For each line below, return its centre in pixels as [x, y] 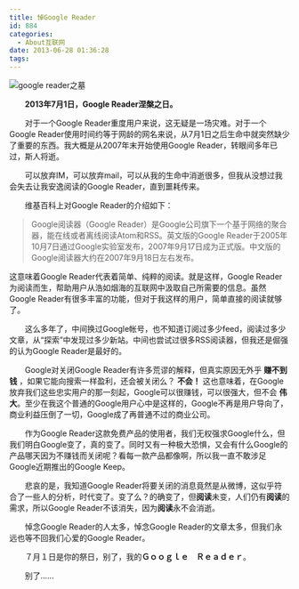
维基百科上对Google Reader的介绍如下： [99, 205]
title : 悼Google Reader [53, 17]
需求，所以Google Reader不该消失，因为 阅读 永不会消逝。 [115, 508]
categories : [31, 34]
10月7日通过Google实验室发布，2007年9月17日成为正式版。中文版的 [156, 246]
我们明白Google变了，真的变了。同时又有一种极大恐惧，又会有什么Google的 [149, 444]
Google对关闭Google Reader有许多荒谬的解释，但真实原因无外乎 [143, 370]
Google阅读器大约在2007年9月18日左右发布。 [115, 258]
